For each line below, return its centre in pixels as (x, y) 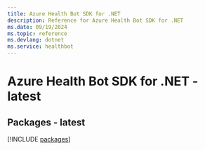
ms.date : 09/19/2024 (38, 27)
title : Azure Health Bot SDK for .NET (64, 14)
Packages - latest (46, 122)
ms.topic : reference (38, 33)
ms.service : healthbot (40, 46)
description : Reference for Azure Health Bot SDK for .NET (95, 20)
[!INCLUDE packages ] (39, 139)
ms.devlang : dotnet (36, 40)
